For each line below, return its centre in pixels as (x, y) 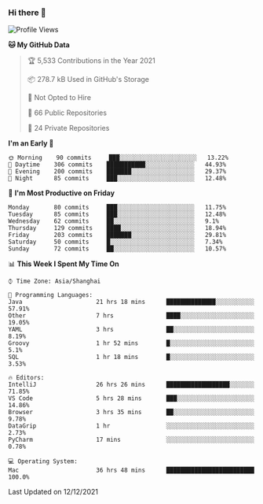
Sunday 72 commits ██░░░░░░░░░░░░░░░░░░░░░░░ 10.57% (117, 249)
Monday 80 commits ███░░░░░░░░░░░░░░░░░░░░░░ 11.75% (117, 208)
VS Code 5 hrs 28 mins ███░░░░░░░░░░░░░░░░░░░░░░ (131, 398)
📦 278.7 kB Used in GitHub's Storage (88, 80)
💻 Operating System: (43, 461)
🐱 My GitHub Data (39, 45)
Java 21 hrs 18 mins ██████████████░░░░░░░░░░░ (131, 302)
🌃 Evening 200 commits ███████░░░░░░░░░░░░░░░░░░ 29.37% (117, 172)
